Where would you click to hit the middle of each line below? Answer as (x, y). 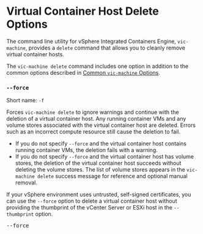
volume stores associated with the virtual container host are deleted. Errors (101, 125)
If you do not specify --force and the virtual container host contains (101, 144)
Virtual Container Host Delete (83, 11)
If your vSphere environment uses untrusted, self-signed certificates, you (99, 195)
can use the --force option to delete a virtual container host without (92, 201)
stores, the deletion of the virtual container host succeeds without (98, 163)
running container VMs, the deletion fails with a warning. (86, 150)
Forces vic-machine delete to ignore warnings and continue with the (93, 112)
